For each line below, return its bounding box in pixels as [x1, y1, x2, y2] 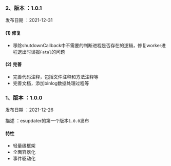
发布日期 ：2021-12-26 [5, 107, 54, 113]
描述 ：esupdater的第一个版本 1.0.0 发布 [5, 118, 89, 123]
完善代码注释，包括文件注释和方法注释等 [12, 73, 99, 80]
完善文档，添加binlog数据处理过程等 [12, 80, 89, 86]
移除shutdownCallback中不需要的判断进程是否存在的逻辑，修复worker [12, 42, 162, 48]
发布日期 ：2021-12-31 [5, 17, 53, 24]
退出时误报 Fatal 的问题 [17, 49, 65, 55]
